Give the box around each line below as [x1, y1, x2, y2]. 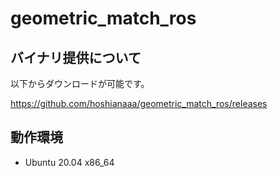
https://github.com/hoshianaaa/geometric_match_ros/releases [10, 98, 268, 109]
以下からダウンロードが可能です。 [10, 78, 150, 89]
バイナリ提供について [10, 49, 142, 66]
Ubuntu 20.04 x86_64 [24, 156, 115, 168]
